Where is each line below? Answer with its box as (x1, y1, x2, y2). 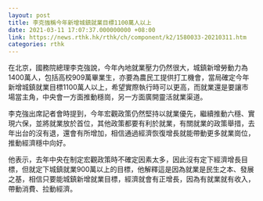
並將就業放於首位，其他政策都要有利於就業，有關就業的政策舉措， (34, 119, 248, 128)
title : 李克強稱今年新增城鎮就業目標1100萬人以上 (8, 19, 152, 27)
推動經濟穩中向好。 (8, 138, 70, 148)
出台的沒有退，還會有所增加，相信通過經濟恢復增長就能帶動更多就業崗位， (14, 128, 255, 138)
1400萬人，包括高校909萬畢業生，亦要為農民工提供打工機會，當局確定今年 (8, 73, 250, 82)
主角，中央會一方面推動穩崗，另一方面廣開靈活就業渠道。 (21, 92, 207, 102)
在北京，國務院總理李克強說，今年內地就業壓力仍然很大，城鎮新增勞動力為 (8, 63, 248, 73)
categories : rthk (8, 41, 65, 48)
